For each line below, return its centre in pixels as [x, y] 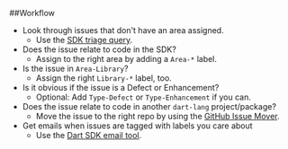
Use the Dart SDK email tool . [89, 135]
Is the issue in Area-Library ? [75, 68]
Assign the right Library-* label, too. [104, 78]
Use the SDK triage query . [84, 40]
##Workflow [32, 13]
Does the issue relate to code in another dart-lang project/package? [149, 106]
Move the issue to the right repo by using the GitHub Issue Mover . [157, 116]
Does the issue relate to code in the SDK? [99, 49]
